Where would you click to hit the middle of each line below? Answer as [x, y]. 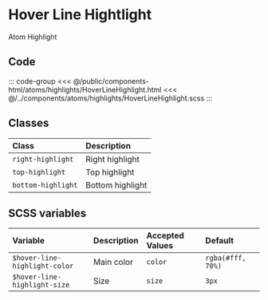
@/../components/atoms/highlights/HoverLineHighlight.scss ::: [110, 98]
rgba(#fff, [226, 258]
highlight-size [41, 285]
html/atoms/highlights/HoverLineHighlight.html [85, 89]
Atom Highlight [33, 37]
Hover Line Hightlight [80, 15]
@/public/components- [111, 81]
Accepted [166, 235]
